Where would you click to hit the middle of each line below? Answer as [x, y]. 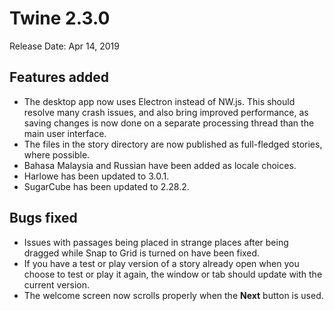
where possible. [57, 154]
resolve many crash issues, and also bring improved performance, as [166, 112]
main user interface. [65, 133]
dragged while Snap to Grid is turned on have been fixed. [142, 253]
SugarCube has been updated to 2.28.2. [106, 186]
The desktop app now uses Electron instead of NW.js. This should [159, 101]
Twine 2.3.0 [60, 18]
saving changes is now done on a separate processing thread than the [169, 123]
